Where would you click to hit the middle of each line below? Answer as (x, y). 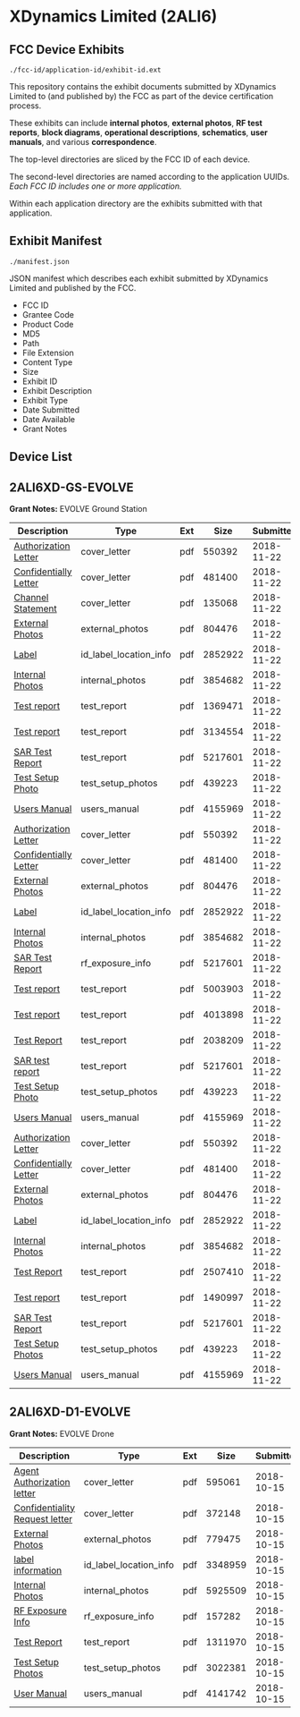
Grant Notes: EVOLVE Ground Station (78, 509)
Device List (41, 457)
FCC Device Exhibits (67, 50)
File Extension (48, 353)
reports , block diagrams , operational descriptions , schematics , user (138, 132)
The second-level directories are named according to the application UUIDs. (150, 177)
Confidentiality (45, 1508)
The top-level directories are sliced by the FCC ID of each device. (130, 159)
